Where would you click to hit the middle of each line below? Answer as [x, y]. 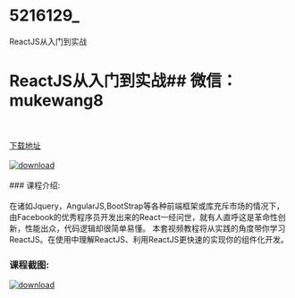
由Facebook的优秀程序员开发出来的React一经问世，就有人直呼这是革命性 [144, 217]
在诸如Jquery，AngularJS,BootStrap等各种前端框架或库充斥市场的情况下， [147, 206]
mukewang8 [57, 101]
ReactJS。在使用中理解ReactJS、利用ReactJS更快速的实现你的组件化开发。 [149, 239]
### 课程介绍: [35, 185]
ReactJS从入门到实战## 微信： [123, 81]
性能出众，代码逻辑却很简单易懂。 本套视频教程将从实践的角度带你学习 [155, 228]
